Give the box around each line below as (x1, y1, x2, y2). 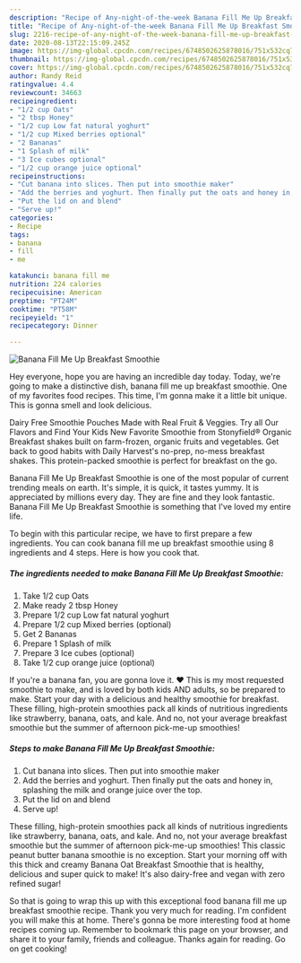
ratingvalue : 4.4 (9, 80, 74, 89)
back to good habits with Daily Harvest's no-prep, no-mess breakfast (9, 446, 265, 457)
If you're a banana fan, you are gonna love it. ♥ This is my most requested (9, 675, 285, 686)
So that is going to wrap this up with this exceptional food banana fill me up (9, 896, 287, 906)
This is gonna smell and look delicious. (9, 400, 152, 411)
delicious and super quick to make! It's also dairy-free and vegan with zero (9, 869, 285, 880)
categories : (9, 213, 54, 223)
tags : (9, 230, 30, 239)
